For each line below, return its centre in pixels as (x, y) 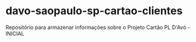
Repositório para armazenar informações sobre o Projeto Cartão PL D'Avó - (98, 27)
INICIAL (15, 33)
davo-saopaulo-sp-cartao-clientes (94, 11)
